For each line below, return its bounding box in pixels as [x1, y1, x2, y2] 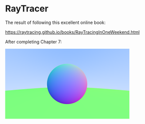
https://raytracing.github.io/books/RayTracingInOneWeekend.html [5, 29, 140, 35]
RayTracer [5, 3, 49, 14]
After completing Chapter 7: [5, 38, 62, 45]
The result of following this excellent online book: [5, 19, 106, 25]
